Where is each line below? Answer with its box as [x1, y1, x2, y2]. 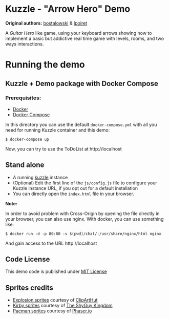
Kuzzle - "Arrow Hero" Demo [5, 3, 131, 15]
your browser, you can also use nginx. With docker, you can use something [5, 216, 164, 222]
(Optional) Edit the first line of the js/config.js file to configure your [12, 180, 157, 186]
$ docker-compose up [5, 137, 50, 142]
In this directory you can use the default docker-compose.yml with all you [5, 121, 157, 127]
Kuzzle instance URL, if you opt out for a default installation [12, 185, 138, 191]
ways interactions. [5, 40, 44, 47]
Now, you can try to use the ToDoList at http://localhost [5, 145, 122, 152]
